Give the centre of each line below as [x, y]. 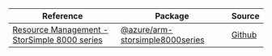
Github [244, 34]
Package [172, 16]
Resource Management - [61, 30]
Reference [62, 16]
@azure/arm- [147, 30]
